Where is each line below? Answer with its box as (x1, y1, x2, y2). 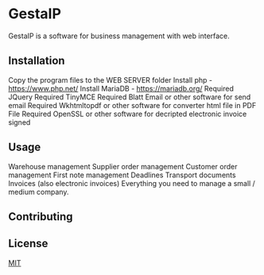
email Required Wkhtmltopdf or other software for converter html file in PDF (8, 100, 257, 110)
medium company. (8, 187, 69, 196)
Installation (8, 54, 65, 68)
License (8, 237, 49, 250)
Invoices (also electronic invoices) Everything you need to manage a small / (8, 178, 256, 188)
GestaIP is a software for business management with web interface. (8, 31, 231, 41)
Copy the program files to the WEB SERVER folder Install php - (8, 75, 213, 84)
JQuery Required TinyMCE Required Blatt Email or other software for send (8, 92, 251, 102)
